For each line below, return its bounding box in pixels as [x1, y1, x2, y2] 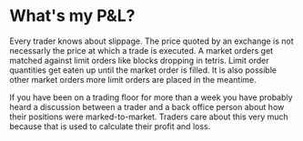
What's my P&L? [9, 5, 136, 26]
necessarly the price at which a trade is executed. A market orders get [9, 45, 274, 55]
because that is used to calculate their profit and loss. [9, 120, 211, 132]
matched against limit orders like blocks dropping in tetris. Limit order [9, 55, 269, 65]
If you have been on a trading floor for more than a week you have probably [9, 92, 293, 103]
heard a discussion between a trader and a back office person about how [9, 101, 285, 112]
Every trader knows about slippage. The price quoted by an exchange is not [9, 35, 294, 46]
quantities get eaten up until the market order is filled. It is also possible [9, 65, 278, 76]
